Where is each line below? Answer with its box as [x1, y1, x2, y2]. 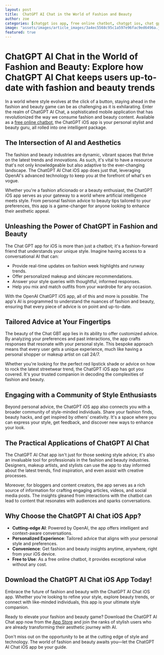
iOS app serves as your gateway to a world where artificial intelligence [5, 192, 147, 198]
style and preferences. [12, 540, 58, 546]
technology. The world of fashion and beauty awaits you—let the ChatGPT [5, 639, 155, 645]
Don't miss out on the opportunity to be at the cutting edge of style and [5, 633, 148, 639]
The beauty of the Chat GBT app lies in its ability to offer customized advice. [5, 331, 159, 337]
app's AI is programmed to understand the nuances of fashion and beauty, [5, 298, 155, 304]
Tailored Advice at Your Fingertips [5, 317, 111, 326]
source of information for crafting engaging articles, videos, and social [5, 487, 147, 493]
